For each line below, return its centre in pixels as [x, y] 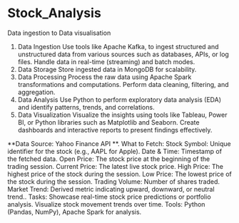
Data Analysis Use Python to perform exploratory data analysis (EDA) [119, 99]
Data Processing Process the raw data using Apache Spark [105, 77]
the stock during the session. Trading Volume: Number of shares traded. [113, 181]
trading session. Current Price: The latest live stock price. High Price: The [115, 166]
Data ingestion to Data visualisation [59, 33]
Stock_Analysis [54, 13]
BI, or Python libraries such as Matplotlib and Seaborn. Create [108, 122]
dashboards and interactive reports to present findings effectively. [115, 130]
